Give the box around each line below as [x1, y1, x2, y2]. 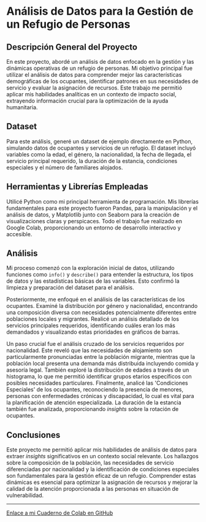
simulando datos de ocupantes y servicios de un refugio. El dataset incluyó [6, 144, 196, 152]
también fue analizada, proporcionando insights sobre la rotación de [6, 405, 179, 413]
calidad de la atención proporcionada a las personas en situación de [6, 485, 179, 493]
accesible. [6, 230, 32, 237]
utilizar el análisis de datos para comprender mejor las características [6, 71, 182, 78]
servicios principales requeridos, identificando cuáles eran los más [6, 322, 176, 329]
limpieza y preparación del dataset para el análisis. [6, 284, 134, 291]
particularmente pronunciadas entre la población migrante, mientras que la [6, 353, 195, 361]
